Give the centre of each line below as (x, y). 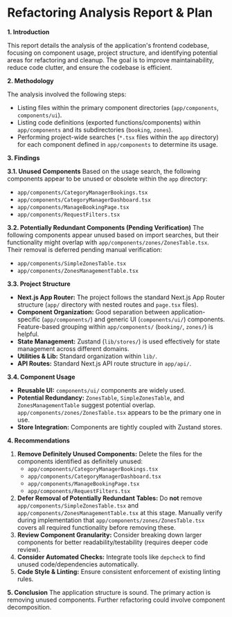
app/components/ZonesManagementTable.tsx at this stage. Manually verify (120, 512)
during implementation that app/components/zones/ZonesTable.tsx (111, 520)
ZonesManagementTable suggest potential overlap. (86, 405)
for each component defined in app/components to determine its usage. (117, 144)
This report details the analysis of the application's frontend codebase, (108, 45)
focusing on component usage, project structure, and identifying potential (113, 53)
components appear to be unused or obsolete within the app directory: (107, 179)
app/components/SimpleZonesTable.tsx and (78, 505)
